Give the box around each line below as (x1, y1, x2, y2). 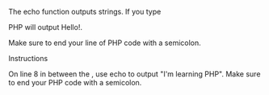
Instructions (8, 54, 48, 63)
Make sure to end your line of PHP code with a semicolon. (8, 38, 202, 47)
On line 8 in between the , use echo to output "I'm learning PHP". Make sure (8, 69, 261, 79)
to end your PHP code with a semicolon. (8, 78, 142, 87)
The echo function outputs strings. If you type (8, 7, 162, 16)
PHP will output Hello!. (8, 23, 83, 31)
